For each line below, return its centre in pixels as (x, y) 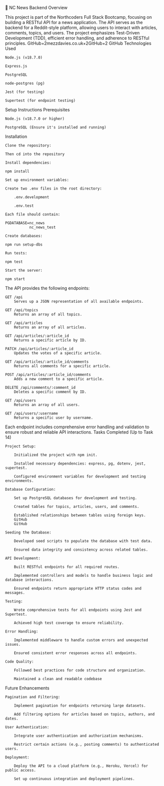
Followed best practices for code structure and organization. (80, 670)
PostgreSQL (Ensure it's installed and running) (56, 127)
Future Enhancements (27, 688)
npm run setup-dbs (24, 245)
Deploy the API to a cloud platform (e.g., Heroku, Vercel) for (81, 766)
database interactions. (29, 580)
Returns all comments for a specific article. (62, 366)
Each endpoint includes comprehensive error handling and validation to (77, 427)
